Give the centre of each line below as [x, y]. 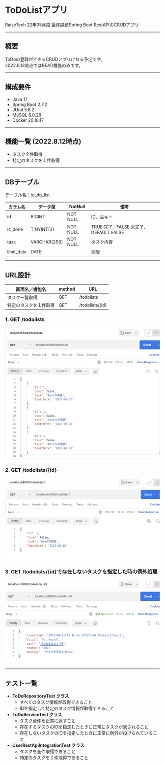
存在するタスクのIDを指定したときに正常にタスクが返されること [84, 727]
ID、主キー [102, 217]
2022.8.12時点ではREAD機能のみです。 [44, 65]
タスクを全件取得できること [48, 752]
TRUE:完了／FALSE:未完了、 [120, 227]
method [67, 289]
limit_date [17, 252]
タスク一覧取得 [22, 297]
